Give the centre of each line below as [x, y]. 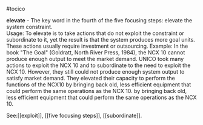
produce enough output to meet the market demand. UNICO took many [95, 59]
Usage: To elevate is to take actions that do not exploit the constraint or [95, 33]
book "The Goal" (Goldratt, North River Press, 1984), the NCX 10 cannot [96, 53]
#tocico [16, 9]
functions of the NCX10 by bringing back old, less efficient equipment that [99, 85]
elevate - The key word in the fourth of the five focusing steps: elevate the [99, 20]
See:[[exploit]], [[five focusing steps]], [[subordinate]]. [74, 115]
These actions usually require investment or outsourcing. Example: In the [97, 46]
